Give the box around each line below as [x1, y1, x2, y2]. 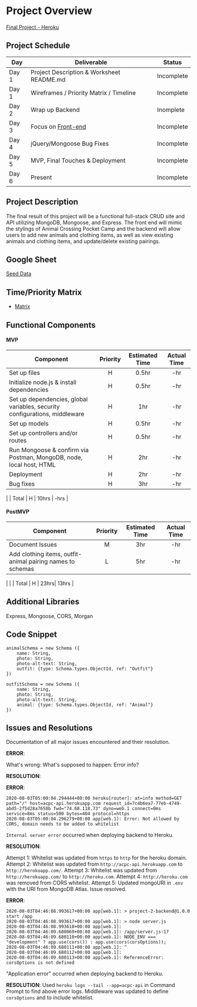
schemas [9, 564, 34, 573]
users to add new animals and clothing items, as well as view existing [6, 231, 174, 238]
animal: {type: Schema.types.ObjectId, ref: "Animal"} [16, 702, 154, 707]
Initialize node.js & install [9, 378, 77, 386]
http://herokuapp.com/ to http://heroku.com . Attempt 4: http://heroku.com [6, 873, 188, 880]
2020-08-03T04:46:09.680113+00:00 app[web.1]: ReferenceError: [6, 955, 164, 961]
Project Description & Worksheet [30, 68, 121, 76]
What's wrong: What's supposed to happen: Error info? [6, 761, 140, 769]
